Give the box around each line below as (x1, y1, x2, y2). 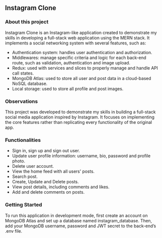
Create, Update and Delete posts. (12, 179, 79, 185)
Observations (5, 98, 38, 104)
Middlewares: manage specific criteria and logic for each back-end (12, 55, 146, 60)
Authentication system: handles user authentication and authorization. (12, 49, 153, 55)
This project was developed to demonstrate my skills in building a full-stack (5, 109, 156, 115)
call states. (12, 70, 34, 76)
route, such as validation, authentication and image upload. (12, 59, 130, 65)
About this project (5, 19, 49, 25)
